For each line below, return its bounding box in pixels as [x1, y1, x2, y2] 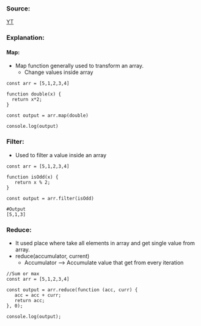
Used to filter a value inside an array [15, 151, 107, 158]
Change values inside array [24, 69, 93, 76]
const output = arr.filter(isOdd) [6, 195, 95, 201]
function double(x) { [6, 91, 62, 97]
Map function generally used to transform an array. [15, 62, 144, 70]
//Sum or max [6, 271, 40, 277]
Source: [6, 4, 31, 13]
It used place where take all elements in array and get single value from [15, 240, 196, 247]
